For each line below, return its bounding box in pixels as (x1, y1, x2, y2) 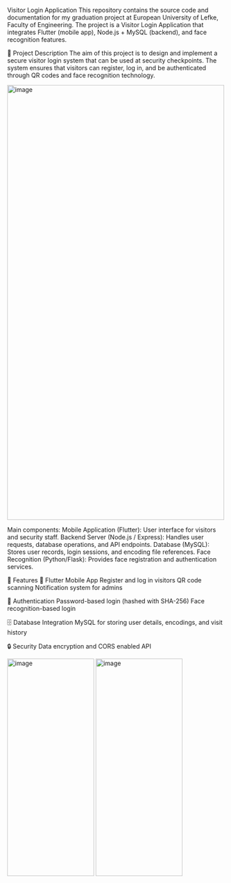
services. (7, 563, 33, 571)
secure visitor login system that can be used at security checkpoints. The (7, 56, 217, 65)
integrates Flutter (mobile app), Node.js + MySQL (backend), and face (7, 28, 207, 36)
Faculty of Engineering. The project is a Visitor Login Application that (7, 21, 204, 29)
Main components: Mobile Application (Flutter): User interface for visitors (7, 525, 216, 534)
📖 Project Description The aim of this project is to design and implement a (7, 49, 218, 57)
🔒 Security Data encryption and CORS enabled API (7, 642, 151, 650)
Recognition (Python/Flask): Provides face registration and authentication (7, 555, 217, 563)
